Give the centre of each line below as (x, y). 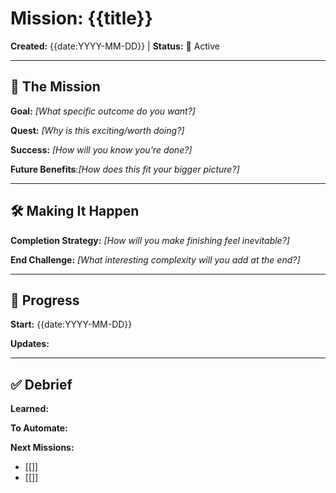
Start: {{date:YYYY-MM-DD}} (71, 324)
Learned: (29, 409)
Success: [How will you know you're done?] (101, 149)
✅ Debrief (41, 384)
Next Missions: (42, 448)
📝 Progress (45, 300)
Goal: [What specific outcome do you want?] (103, 111)
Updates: (30, 344)
